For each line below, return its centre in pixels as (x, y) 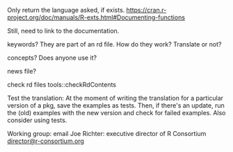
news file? (22, 71)
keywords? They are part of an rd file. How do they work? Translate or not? (114, 44)
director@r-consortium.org (46, 141)
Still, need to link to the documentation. (63, 31)
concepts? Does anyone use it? (52, 58)
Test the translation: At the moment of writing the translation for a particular (115, 98)
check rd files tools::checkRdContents (62, 85)
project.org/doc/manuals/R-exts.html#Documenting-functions (96, 17)
